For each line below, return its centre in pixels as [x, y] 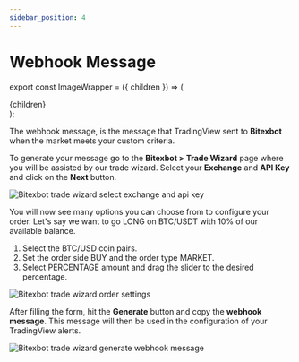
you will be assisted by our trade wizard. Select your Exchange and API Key [149, 168]
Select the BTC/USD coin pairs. [80, 248]
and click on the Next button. [63, 177]
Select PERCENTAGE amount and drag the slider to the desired [138, 267]
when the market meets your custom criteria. [92, 141]
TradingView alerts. [45, 330]
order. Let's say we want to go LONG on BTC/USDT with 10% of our [134, 221]
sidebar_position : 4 [48, 17]
